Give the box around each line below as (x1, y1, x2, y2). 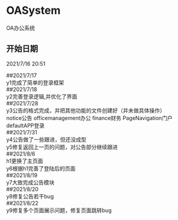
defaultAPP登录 (6, 122, 45, 129)
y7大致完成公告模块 (6, 178, 55, 186)
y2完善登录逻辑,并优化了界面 (6, 93, 78, 100)
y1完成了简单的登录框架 (6, 79, 64, 86)
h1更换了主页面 (6, 157, 43, 165)
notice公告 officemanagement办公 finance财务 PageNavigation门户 (6, 114, 173, 121)
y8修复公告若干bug (6, 192, 54, 200)
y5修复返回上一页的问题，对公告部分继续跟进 (6, 143, 118, 151)
